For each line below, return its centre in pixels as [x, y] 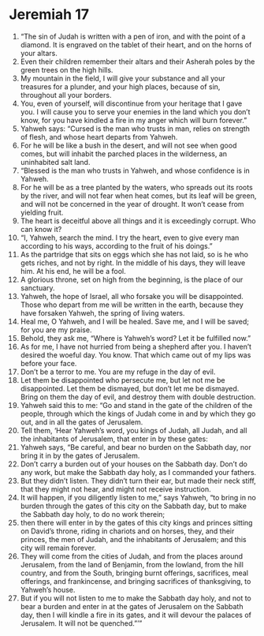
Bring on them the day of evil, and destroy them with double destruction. [138, 397]
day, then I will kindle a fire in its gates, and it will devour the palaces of [136, 615]
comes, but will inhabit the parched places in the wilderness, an [124, 153]
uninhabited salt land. [55, 162]
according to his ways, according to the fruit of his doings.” [116, 245]
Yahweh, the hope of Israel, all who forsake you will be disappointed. [132, 296]
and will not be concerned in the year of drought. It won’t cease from [132, 204]
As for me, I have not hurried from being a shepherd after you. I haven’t [136, 346]
